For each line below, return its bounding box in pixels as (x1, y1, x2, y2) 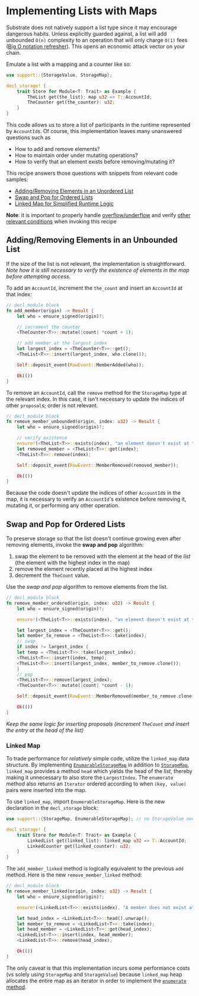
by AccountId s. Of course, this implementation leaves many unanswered (6, 128, 182, 135)
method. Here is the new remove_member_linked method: (6, 871, 142, 878)
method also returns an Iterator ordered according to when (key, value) (6, 780, 187, 787)
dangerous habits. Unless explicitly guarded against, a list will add (6, 30, 167, 37)
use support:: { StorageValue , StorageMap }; (6, 72, 113, 78)
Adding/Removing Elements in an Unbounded (6, 235, 178, 245)
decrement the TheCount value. (14, 572, 90, 579)
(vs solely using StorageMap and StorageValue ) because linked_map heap (6, 970, 182, 978)
